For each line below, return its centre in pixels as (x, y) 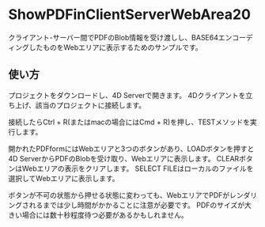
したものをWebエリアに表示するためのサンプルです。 (115, 47)
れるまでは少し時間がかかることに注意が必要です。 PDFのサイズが (137, 205)
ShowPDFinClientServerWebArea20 (130, 15)
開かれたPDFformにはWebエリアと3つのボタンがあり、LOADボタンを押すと (131, 149)
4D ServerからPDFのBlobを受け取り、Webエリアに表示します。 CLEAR (124, 158)
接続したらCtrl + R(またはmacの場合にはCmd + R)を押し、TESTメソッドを (129, 122)
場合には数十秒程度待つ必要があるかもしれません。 (105, 214)
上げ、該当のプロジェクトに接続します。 (80, 105)
